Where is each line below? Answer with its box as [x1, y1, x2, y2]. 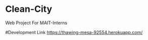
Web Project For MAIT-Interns [5, 20, 67, 26]
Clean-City [5, 3, 53, 15]
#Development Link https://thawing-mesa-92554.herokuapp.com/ [5, 29, 143, 35]
